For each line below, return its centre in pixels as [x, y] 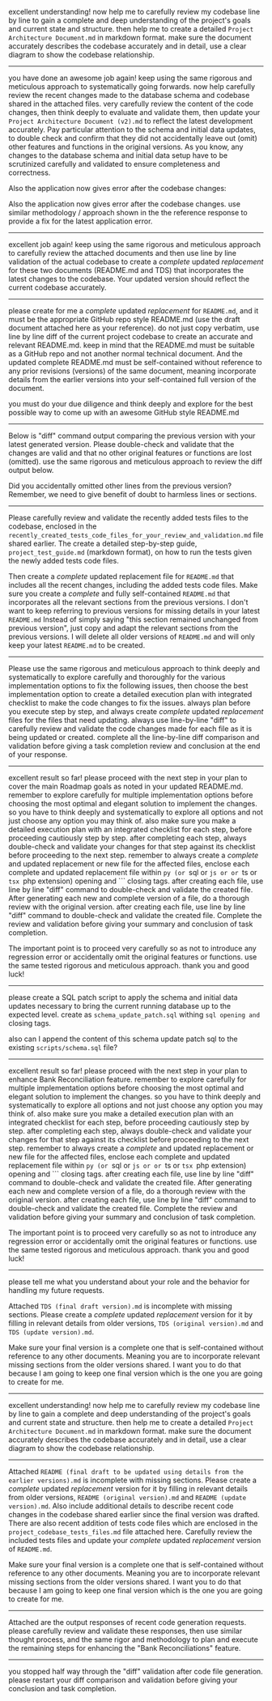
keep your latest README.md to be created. [77, 645]
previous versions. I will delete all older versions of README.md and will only [132, 636]
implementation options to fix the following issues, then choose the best [128, 686]
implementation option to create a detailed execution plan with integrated [130, 694]
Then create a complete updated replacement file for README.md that [121, 576]
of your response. [38, 755]
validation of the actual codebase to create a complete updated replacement [136, 262]
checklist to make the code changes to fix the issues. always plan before [130, 703]
